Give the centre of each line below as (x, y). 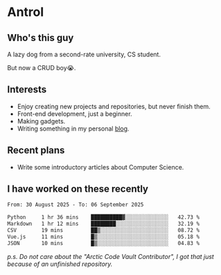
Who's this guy (41, 38)
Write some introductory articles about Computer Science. (100, 167)
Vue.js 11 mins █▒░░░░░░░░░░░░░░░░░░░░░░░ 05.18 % (103, 237)
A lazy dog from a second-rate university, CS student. (84, 54)
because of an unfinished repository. (60, 264)
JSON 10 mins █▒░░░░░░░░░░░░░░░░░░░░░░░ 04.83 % (103, 243)
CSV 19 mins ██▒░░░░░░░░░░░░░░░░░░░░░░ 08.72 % (103, 231)
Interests (27, 90)
